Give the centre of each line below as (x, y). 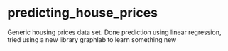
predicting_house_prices (83, 13)
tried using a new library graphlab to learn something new (92, 39)
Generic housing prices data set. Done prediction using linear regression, (114, 32)
